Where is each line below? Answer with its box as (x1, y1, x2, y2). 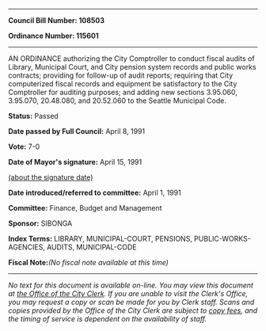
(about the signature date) (8, 173, 93, 182)
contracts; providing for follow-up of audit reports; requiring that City (8, 70, 234, 80)
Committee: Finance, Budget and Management (8, 204, 162, 212)
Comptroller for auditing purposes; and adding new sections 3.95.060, (8, 88, 237, 97)
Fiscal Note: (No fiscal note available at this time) (8, 258, 169, 267)
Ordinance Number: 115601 (8, 31, 99, 40)
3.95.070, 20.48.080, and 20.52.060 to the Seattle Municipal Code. (8, 96, 227, 105)
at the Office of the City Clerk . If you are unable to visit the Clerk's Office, (8, 289, 249, 298)
